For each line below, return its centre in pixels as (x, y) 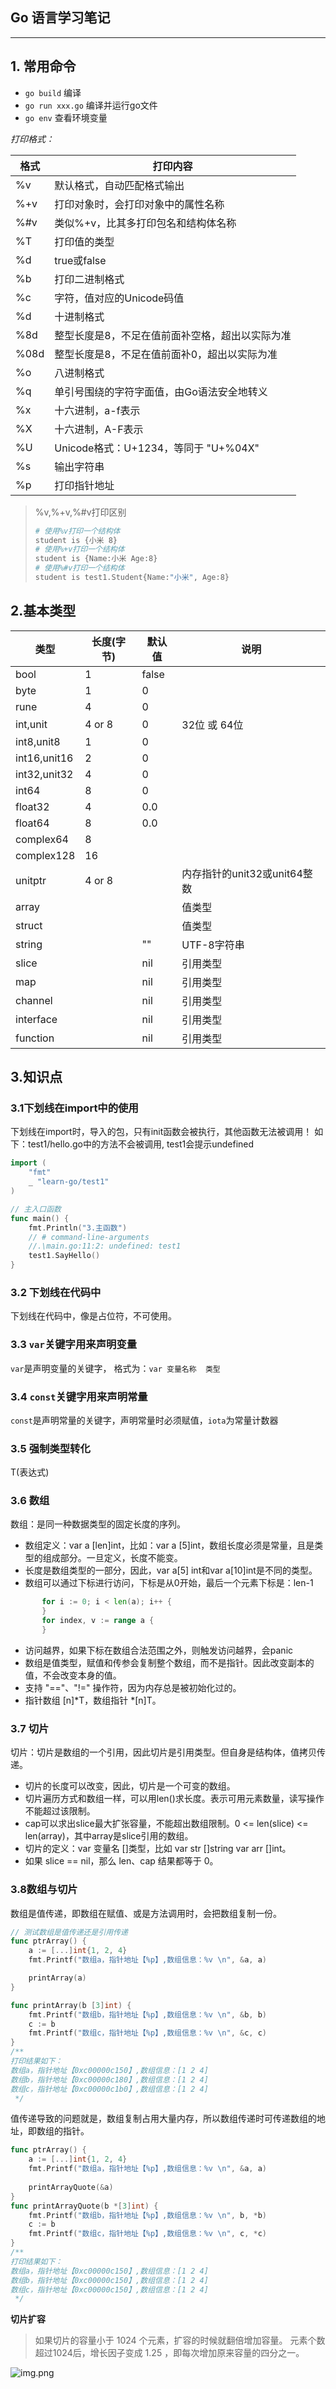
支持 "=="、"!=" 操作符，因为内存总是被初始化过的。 (133, 1687)
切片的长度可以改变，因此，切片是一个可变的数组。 (130, 1786)
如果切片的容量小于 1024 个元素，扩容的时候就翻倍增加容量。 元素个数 (180, 2340)
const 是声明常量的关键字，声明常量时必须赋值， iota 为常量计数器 (144, 1420)
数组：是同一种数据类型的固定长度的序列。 (98, 1524)
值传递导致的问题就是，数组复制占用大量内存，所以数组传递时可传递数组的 (163, 2119)
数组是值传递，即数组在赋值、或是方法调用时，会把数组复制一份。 (146, 1913)
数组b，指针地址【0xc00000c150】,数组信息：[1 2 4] (109, 2280)
